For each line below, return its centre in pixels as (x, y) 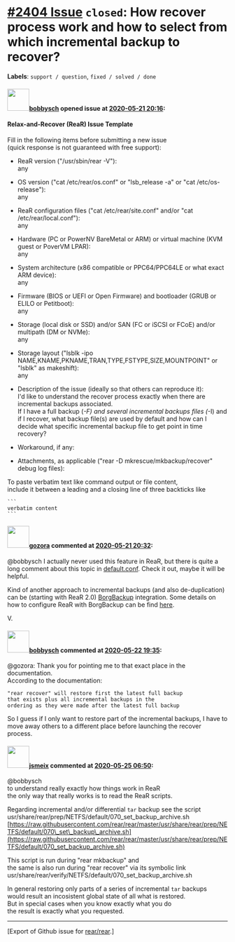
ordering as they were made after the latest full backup (93, 706)
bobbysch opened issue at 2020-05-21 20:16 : (97, 108)
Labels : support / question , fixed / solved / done (82, 76)
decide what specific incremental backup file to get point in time (110, 426)
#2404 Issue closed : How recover (107, 12)
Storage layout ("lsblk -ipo (55, 353)
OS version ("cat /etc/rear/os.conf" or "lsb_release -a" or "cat (106, 182)
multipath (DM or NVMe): (54, 332)
